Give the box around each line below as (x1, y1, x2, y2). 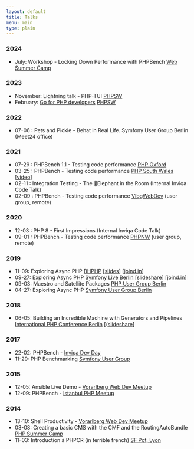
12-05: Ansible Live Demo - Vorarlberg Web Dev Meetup (14, 383, 152, 390)
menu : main (6, 19, 33, 25)
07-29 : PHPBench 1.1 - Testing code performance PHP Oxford (14, 161, 167, 168)
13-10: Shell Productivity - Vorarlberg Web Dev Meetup (14, 418, 149, 425)
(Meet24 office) (14, 133, 53, 140)
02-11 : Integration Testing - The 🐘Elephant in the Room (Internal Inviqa (14, 180, 187, 187)
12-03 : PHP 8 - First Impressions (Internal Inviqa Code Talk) (14, 227, 161, 234)
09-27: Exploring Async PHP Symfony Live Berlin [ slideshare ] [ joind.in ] (14, 274, 187, 281)
